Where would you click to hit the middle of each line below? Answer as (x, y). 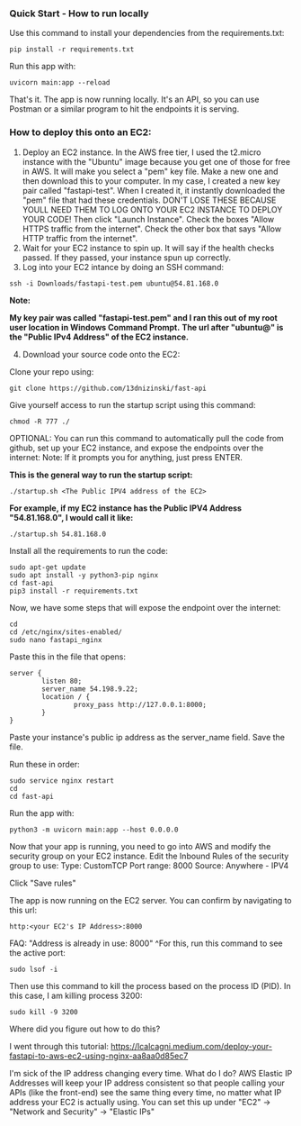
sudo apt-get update (48, 567)
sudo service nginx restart (62, 781)
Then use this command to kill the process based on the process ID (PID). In (150, 985)
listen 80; (62, 681)
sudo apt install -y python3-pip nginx (84, 575)
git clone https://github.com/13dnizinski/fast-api (108, 388)
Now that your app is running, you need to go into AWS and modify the (140, 846)
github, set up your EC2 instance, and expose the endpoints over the (137, 448)
